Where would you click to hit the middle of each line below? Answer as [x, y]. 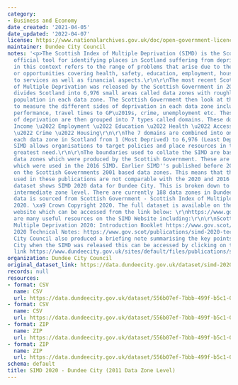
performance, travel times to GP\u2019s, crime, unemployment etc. [115, 113]
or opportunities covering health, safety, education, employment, [115, 73]
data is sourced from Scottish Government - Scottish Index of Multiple [123, 199]
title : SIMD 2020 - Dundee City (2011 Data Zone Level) [91, 371]
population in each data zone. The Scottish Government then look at [118, 100]
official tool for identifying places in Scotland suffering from [114, 60]
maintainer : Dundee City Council [57, 47]
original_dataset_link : [42, 265]
